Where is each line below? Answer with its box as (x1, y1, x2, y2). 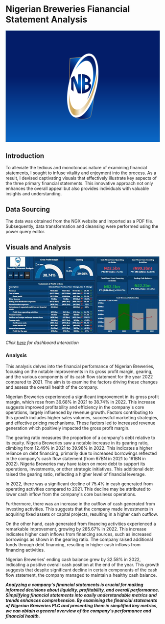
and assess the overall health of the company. (5, 384, 98, 390)
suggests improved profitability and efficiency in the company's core (5, 404, 144, 410)
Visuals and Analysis (5, 243, 71, 251)
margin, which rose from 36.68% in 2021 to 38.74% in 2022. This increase (5, 399, 156, 405)
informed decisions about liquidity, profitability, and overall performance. (5, 587, 160, 593)
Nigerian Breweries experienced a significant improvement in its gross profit (5, 394, 159, 400)
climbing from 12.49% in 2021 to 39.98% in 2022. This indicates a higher (5, 445, 153, 451)
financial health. (5, 613, 41, 619)
